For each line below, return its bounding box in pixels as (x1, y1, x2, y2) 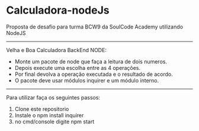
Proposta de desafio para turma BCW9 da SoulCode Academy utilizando (6, 23, 184, 30)
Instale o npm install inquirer (14, 111, 84, 119)
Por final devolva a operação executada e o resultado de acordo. (14, 71, 173, 78)
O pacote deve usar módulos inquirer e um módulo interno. (14, 76, 159, 84)
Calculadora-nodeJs (6, 4, 110, 17)
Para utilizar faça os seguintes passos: (6, 94, 101, 101)
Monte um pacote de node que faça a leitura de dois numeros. (14, 57, 168, 65)
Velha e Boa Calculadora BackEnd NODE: (6, 46, 107, 53)
